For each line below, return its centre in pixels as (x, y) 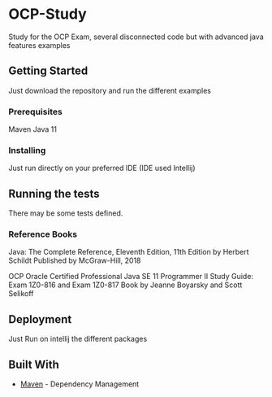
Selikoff (21, 294)
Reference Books (43, 234)
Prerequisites (35, 111)
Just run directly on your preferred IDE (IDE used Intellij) (102, 168)
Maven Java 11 (32, 129)
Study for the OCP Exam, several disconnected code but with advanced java (136, 37)
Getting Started (48, 71)
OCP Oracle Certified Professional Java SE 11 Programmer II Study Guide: (131, 277)
